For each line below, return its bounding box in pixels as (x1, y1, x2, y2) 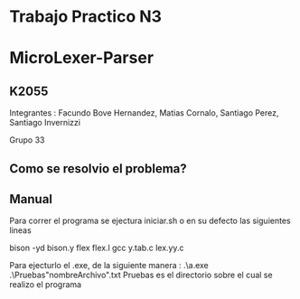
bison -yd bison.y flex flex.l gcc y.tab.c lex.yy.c (9, 242, 184, 254)
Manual (9, 192, 52, 207)
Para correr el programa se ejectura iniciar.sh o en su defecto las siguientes (9, 215, 291, 227)
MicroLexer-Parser (9, 48, 155, 69)
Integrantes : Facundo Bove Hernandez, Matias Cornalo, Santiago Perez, (9, 107, 279, 118)
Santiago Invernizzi (9, 117, 81, 128)
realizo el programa (9, 279, 82, 290)
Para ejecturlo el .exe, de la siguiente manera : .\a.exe (9, 260, 210, 271)
